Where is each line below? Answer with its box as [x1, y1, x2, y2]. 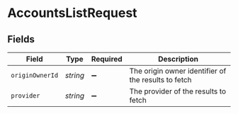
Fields [7, 33, 35, 45]
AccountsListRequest [7, 5, 137, 21]
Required [91, 55, 123, 64]
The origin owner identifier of [129, 66, 227, 76]
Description [158, 55, 198, 64]
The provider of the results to [129, 86, 227, 96]
